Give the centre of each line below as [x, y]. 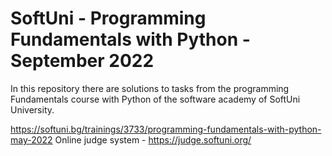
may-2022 [31, 139]
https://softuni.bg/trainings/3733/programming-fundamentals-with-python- [166, 129]
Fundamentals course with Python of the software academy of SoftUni [155, 99]
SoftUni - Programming [108, 18]
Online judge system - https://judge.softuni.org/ [153, 139]
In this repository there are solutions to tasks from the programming [150, 88]
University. [32, 109]
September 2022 [82, 61]
